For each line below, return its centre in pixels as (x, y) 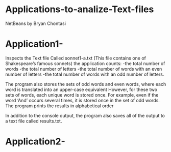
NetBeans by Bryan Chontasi (36, 23)
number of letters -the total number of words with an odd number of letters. (85, 74)
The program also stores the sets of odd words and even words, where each (86, 84)
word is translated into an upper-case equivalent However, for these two (81, 89)
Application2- (35, 142)
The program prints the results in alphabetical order (59, 106)
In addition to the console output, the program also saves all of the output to (85, 115)
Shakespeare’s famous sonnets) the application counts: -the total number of (85, 63)
